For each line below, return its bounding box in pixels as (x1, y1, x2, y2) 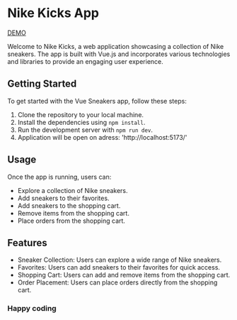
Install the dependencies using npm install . (17, 118, 146, 126)
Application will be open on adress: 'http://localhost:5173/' (17, 133, 187, 141)
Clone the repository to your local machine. (17, 110, 144, 118)
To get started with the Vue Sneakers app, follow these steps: (7, 96, 187, 105)
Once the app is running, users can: (7, 172, 112, 181)
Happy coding (7, 304, 57, 314)
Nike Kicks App (7, 5, 100, 21)
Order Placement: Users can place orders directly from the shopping (17, 278, 218, 287)
